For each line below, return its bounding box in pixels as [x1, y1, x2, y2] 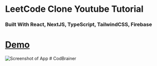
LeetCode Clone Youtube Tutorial [5, 3, 144, 15]
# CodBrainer [49, 56, 76, 62]
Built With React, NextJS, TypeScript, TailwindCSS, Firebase [5, 21, 153, 28]
